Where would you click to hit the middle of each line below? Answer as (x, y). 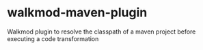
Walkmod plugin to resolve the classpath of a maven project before (101, 32)
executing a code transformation (53, 38)
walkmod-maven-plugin (77, 13)
